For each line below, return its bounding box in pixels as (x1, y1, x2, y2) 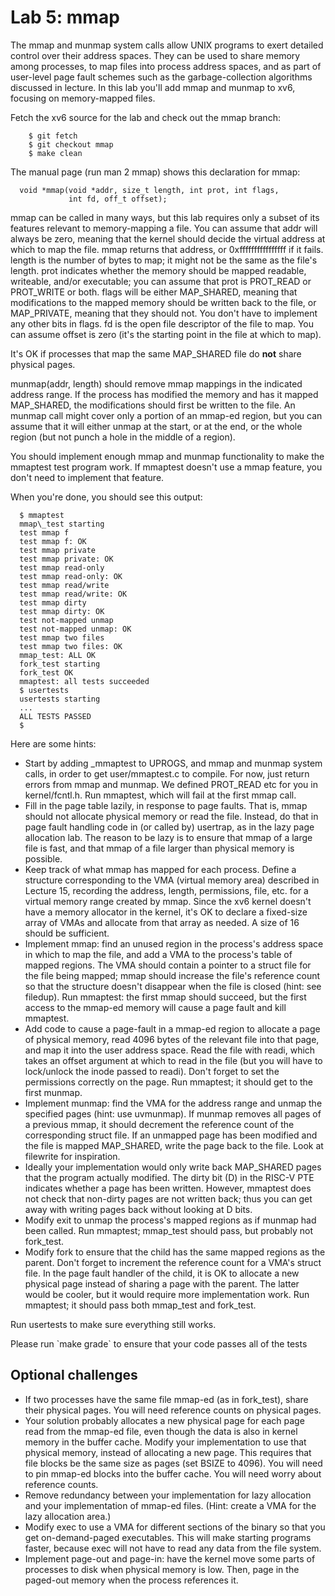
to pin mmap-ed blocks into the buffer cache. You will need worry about (24, 1467, 322, 1480)
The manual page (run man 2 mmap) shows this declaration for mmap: (10, 166, 301, 178)
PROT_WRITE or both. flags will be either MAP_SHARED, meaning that (10, 286, 298, 298)
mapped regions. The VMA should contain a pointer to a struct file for (24, 959, 312, 971)
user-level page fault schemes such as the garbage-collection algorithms (10, 71, 313, 83)
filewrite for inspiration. (24, 1150, 121, 1162)
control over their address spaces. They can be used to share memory (10, 49, 301, 61)
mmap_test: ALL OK (19, 650, 97, 660)
